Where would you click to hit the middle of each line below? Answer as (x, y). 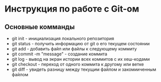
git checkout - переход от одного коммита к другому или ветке (78, 64)
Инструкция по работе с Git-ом (72, 9)
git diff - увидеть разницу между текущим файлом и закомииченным (84, 69)
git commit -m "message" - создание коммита (59, 54)
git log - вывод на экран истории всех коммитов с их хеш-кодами (81, 59)
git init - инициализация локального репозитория (63, 38)
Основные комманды (40, 27)
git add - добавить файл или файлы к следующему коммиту (74, 49)
